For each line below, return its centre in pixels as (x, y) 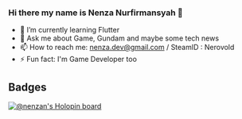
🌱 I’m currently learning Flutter (70, 30)
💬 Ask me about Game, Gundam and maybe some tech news (119, 38)
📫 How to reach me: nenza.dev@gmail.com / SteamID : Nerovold (127, 48)
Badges (27, 87)
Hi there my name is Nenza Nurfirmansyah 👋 (96, 13)
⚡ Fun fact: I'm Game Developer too (78, 59)
